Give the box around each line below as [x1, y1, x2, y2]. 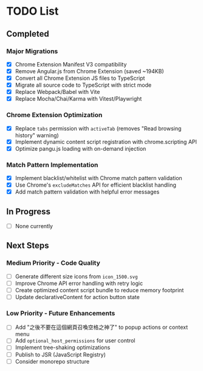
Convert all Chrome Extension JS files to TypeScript [15, 74, 145, 82]
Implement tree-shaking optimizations [15, 344, 111, 351]
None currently [15, 223, 53, 230]
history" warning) [15, 131, 59, 139]
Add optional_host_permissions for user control [15, 337, 136, 344]
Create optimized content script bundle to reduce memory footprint [15, 286, 184, 294]
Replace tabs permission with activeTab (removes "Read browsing [15, 124, 182, 132]
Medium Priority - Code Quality [6, 259, 100, 267]
